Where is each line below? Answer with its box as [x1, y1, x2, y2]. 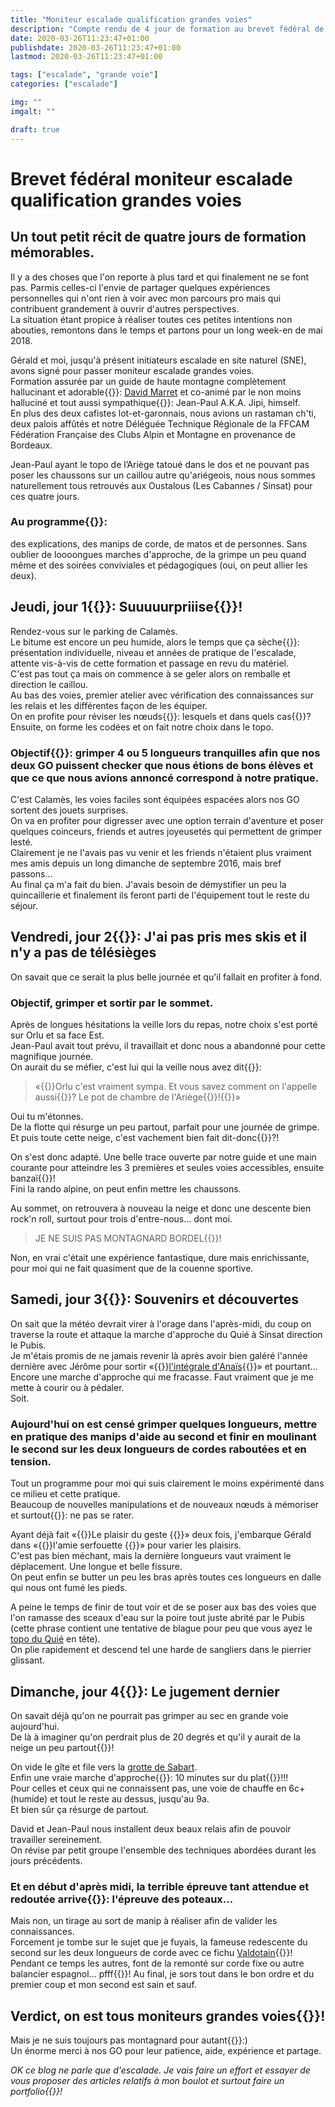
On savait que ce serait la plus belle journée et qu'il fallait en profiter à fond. [10, 971, 323, 983]
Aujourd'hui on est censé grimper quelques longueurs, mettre [10, 1417, 318, 1431]
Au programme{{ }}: [10, 515, 108, 529]
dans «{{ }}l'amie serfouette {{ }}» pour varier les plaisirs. [10, 1539, 242, 1551]
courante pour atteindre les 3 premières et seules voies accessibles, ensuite [10, 1162, 325, 1174]
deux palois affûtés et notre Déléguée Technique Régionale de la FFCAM [10, 417, 310, 430]
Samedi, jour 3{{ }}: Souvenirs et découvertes [10, 1291, 300, 1308]
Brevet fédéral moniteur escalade [10, 167, 293, 190]
